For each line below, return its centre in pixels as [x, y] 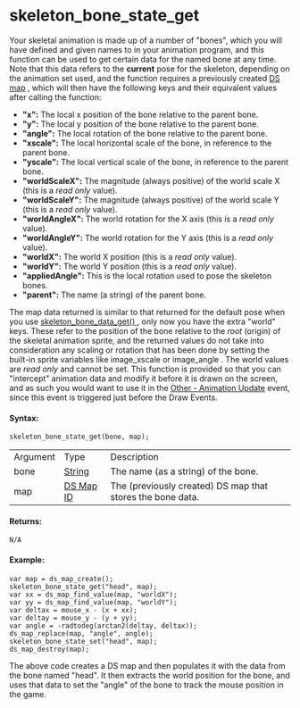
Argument [35, 457]
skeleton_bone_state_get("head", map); [83, 587]
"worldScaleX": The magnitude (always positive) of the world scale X [151, 180]
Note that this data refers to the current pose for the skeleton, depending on [150, 69]
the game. [28, 694]
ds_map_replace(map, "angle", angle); [81, 633]
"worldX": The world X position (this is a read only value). [129, 256]
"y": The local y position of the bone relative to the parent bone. [140, 124]
